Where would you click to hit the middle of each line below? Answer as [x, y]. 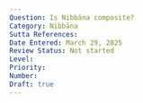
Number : [24, 76]
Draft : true [31, 84]
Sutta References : [44, 34]
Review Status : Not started [62, 51]
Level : [22, 59]
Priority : [28, 68]
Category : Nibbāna [44, 26]
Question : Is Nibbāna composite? [72, 17]
